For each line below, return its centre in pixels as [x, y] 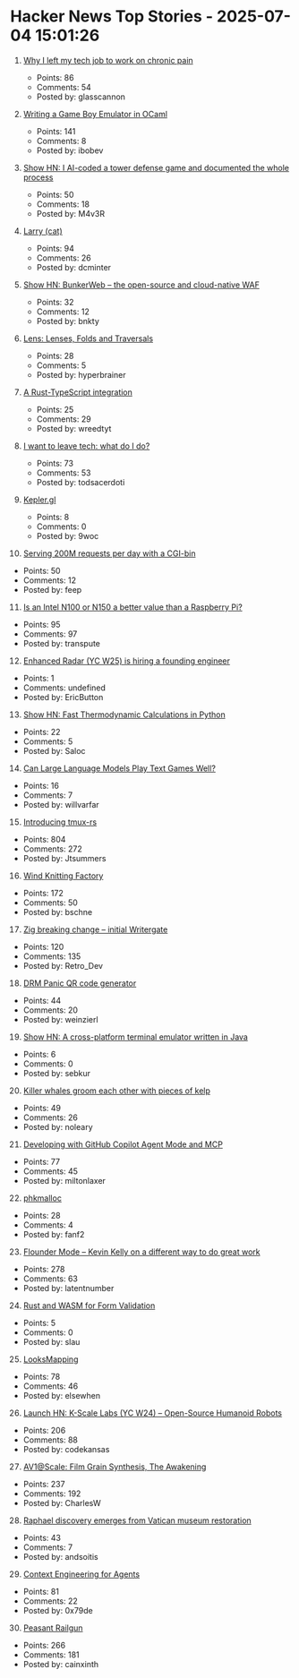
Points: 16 [41, 785]
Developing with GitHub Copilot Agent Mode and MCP [123, 1144]
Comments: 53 [64, 473]
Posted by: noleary [58, 1126]
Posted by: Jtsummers [64, 858]
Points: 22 [42, 732]
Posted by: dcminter [73, 267]
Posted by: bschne [58, 912]
